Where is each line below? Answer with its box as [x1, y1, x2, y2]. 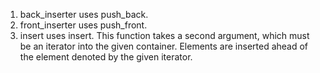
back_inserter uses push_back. [19, 9, 149, 20]
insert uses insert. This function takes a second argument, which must [19, 30, 310, 41]
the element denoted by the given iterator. [19, 51, 193, 63]
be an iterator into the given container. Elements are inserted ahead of [19, 40, 309, 52]
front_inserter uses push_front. [19, 19, 148, 31]
